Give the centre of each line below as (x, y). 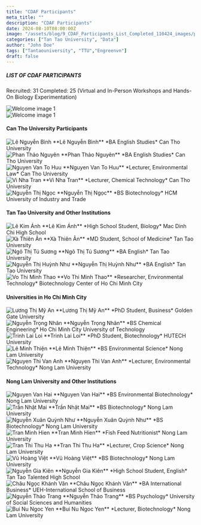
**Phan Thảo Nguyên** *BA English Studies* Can (123, 154)
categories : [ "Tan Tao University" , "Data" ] (63, 40)
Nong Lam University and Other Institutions (61, 381)
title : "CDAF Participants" (41, 12)
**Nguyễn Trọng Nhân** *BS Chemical (112, 323)
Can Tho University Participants (47, 129)
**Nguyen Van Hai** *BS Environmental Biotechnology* (123, 394)
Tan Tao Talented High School (43, 477)
